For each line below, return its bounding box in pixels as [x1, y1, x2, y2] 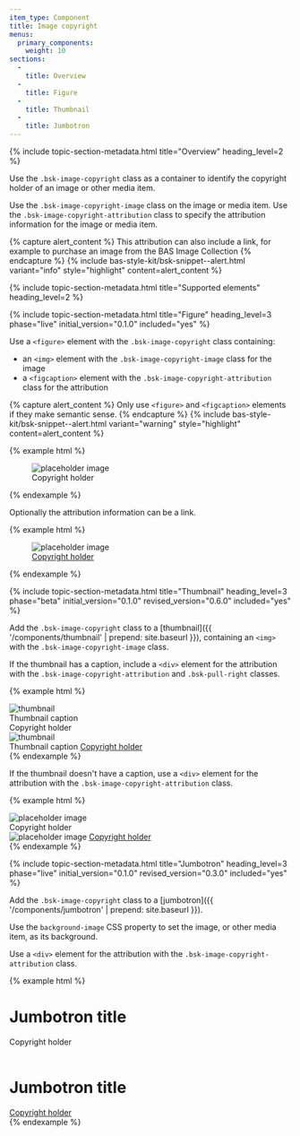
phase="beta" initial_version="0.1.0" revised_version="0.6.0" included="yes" [9, 595, 291, 606]
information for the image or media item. [9, 219, 159, 230]
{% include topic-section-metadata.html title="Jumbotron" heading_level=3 [9, 858, 288, 869]
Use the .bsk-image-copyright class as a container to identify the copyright [9, 173, 287, 184]
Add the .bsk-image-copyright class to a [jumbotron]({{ [9, 895, 214, 906]
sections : [9, 55, 47, 64]
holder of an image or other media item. [9, 183, 156, 193]
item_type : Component [9, 13, 90, 22]
